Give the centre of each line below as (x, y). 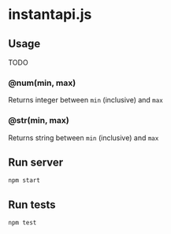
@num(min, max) (42, 83)
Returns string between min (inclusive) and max (84, 137)
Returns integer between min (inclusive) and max (85, 100)
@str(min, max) (39, 121)
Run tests (32, 204)
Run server (36, 162)
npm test (22, 223)
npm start (24, 180)
